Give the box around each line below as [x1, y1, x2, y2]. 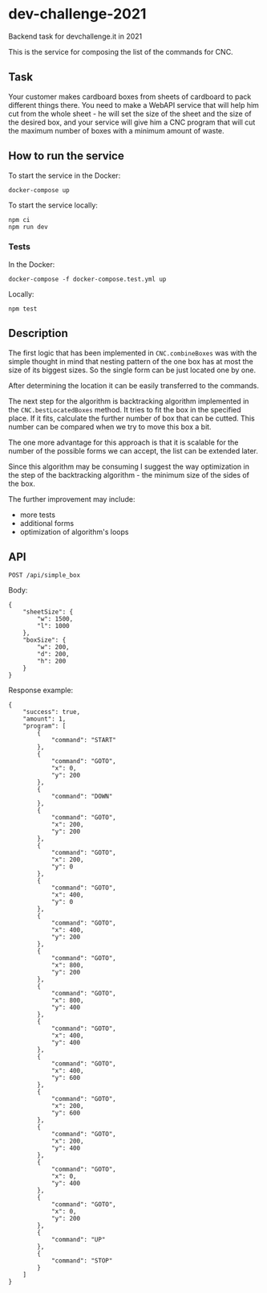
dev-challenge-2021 [8, 5, 147, 23]
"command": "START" [51, 737, 116, 745]
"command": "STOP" [51, 1257, 113, 1265]
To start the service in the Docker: [8, 170, 121, 180]
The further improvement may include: [8, 494, 136, 503]
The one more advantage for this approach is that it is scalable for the [8, 437, 239, 447]
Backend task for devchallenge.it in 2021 [8, 31, 143, 41]
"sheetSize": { [22, 608, 74, 616]
